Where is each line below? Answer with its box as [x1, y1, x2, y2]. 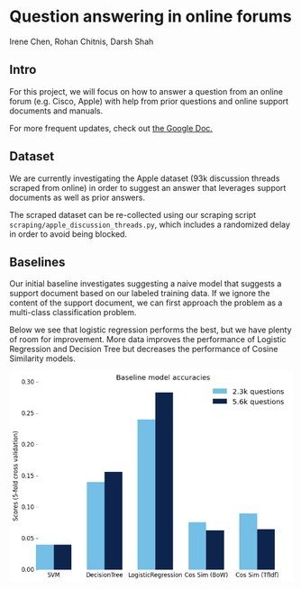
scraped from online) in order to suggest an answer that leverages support [9, 182, 287, 193]
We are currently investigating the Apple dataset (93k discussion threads [9, 173, 280, 184]
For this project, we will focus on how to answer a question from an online [9, 86, 284, 96]
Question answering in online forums [9, 6, 292, 27]
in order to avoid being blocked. [9, 228, 128, 240]
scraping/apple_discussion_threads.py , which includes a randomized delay [9, 219, 291, 230]
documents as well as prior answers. [9, 192, 146, 203]
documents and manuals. [9, 105, 104, 116]
